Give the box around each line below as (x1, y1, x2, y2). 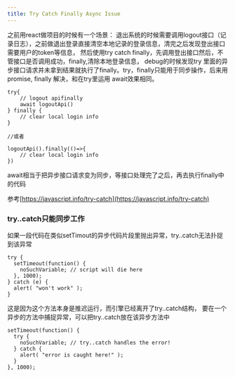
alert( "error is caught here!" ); (20, 351, 124, 359)
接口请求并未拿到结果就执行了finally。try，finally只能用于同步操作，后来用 (13, 65, 228, 74)
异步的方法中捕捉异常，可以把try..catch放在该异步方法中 (7, 312, 170, 321)
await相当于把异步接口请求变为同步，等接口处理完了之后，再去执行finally (7, 170, 219, 179)
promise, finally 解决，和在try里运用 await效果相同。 (7, 75, 159, 83)
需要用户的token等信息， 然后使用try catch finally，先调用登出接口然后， (7, 48, 217, 56)
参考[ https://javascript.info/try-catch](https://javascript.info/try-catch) (7, 194, 210, 203)
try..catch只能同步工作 (7, 214, 86, 224)
